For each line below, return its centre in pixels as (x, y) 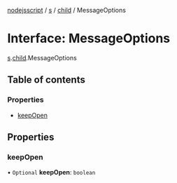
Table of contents (46, 80)
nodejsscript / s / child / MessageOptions (66, 10)
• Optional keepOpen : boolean (51, 172)
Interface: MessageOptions (88, 39)
